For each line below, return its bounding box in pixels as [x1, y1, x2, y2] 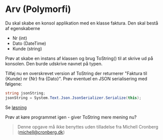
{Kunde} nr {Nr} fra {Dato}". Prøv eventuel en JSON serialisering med [5, 75, 148, 81]
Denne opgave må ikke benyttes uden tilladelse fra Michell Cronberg [17, 123, 159, 129]
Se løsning [5, 104, 27, 110]
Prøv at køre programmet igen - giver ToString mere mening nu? [5, 114, 137, 120]
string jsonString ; [5, 90, 46, 95]
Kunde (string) [12, 45, 42, 51]
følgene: [5, 81, 22, 87]
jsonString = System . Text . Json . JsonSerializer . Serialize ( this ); [5, 95, 142, 100]
